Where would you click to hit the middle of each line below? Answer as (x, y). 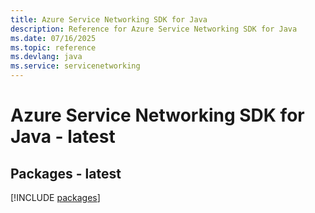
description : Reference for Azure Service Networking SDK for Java (154, 29)
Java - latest (63, 137)
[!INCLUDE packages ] (55, 197)
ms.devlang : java (46, 57)
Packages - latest (66, 173)
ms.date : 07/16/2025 (53, 38)
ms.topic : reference (53, 47)
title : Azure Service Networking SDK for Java (109, 19)
